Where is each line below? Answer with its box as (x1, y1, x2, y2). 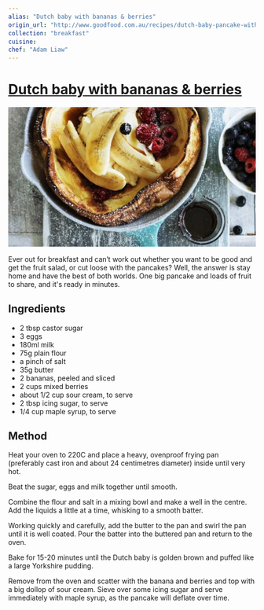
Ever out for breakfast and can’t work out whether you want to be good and (8, 254, 253, 263)
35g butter (19, 365, 54, 374)
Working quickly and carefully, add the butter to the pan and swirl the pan (8, 521, 247, 531)
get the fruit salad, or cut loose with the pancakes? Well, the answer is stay (8, 263, 251, 272)
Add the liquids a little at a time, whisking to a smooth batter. (8, 505, 203, 515)
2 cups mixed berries (19, 381, 89, 391)
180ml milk (19, 340, 55, 349)
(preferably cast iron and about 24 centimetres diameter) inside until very (8, 458, 246, 468)
